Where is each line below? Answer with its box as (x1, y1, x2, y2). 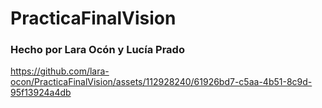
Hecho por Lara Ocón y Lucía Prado (10, 43, 185, 57)
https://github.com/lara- (10, 65, 110, 77)
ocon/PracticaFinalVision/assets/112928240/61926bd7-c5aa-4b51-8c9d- (10, 76, 313, 88)
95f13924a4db (10, 87, 72, 99)
